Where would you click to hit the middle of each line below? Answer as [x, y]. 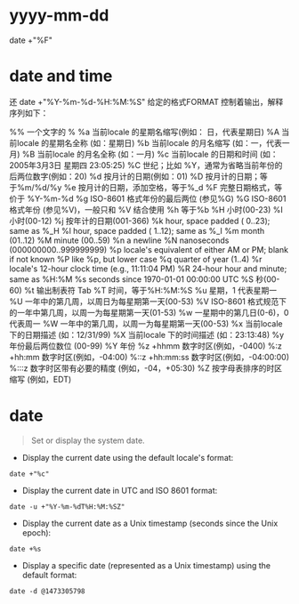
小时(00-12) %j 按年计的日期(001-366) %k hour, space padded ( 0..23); [140, 221]
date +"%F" [31, 40]
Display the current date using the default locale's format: [128, 457]
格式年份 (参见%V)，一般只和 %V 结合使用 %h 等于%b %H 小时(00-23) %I [146, 209]
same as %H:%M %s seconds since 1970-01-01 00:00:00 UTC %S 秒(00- [145, 279]
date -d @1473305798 [48, 591]
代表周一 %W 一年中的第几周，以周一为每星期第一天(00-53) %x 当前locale [146, 323]
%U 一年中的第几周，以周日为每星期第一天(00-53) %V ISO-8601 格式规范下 [148, 301]
